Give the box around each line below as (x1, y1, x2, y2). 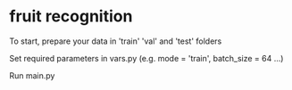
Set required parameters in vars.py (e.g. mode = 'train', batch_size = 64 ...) (9, 53, 284, 63)
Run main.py (9, 70, 55, 81)
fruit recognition (9, 6, 133, 27)
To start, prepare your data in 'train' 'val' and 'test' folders (9, 36, 222, 46)
